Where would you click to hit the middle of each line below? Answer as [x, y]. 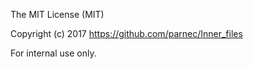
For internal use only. [53, 53]
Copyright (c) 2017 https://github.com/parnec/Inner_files [126, 33]
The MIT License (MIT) [57, 14]
